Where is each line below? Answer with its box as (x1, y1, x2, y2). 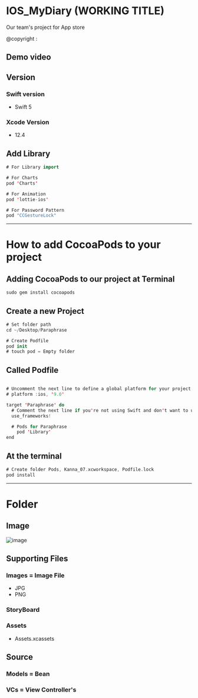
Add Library (6, 149, 51, 159)
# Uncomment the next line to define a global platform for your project (6, 386, 192, 392)
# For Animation (6, 191, 46, 197)
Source (6, 652, 34, 662)
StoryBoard (6, 606, 40, 614)
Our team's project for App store (6, 24, 85, 31)
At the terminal (6, 451, 62, 461)
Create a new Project (6, 306, 84, 316)
